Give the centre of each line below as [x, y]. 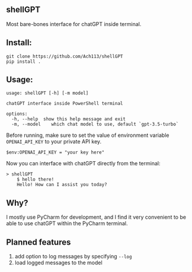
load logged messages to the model [58, 263]
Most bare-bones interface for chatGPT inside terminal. [74, 24]
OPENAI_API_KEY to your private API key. [54, 142]
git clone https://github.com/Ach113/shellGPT [65, 56]
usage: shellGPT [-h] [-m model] [47, 93]
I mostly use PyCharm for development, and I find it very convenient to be [96, 217]
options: [17, 114]
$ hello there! [36, 180]
